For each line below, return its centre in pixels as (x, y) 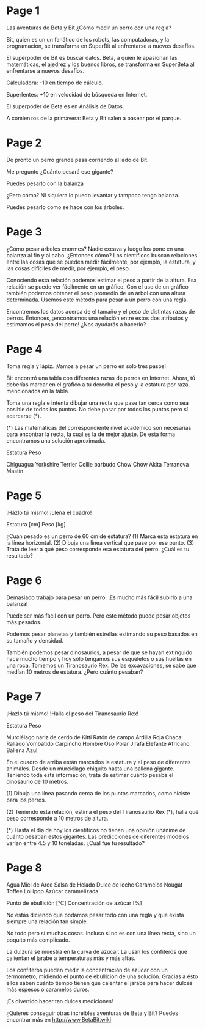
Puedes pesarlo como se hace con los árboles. (65, 207)
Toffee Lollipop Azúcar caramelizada (52, 891)
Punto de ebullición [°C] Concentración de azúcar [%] (74, 903)
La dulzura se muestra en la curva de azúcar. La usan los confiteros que (97, 951)
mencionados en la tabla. (38, 391)
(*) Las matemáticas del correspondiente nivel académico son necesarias (99, 427)
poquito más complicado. (38, 940)
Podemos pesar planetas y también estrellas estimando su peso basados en (102, 634)
